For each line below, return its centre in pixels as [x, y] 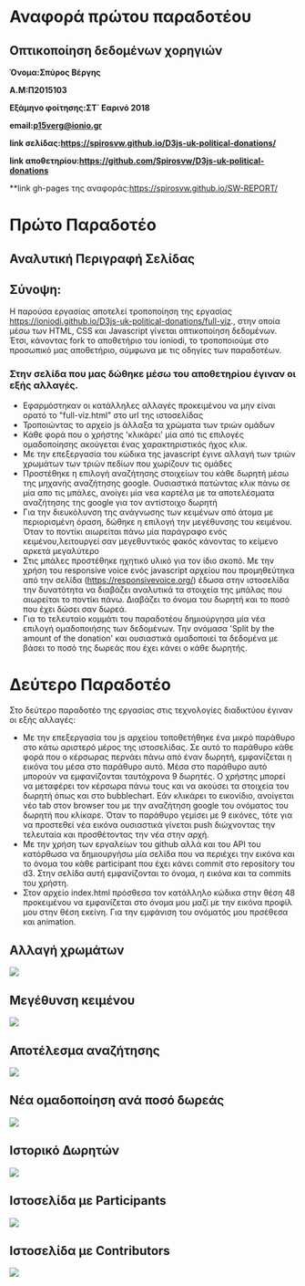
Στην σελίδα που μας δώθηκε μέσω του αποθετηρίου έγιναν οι [152, 374]
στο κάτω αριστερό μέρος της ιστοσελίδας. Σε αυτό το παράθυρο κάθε [158, 747]
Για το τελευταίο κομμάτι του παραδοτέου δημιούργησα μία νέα [144, 619]
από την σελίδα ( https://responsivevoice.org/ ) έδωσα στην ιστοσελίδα [156, 580]
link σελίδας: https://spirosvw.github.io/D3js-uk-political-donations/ [142, 143]
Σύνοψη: [36, 289]
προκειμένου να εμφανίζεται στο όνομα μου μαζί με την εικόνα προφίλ [158, 902]
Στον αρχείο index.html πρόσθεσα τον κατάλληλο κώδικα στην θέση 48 [159, 893]
